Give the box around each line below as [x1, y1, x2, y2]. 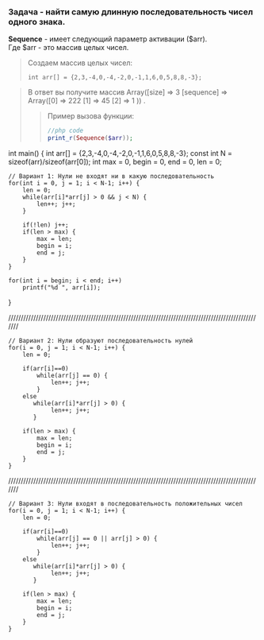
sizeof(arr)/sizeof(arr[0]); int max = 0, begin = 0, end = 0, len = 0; [8, 157, 222, 167]
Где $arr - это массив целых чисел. [8, 43, 129, 52]
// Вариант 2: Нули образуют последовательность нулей [8, 337, 193, 345]
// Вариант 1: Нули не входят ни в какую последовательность [8, 173, 215, 180]
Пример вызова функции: [47, 111, 135, 121]
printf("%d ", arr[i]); [22, 284, 101, 292]
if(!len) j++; [22, 221, 69, 229]
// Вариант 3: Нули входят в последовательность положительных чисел [8, 500, 243, 508]
